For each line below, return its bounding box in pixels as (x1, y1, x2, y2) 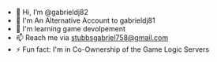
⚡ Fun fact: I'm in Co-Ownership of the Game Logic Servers (15, 45, 210, 54)
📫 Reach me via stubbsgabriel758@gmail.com (15, 33, 169, 42)
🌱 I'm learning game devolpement (15, 24, 126, 33)
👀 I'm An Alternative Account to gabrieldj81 (15, 16, 155, 25)
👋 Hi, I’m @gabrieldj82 (15, 8, 89, 16)
